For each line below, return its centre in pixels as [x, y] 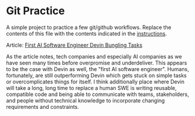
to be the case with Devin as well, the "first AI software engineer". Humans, [97, 69]
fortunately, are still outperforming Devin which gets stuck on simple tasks [97, 75]
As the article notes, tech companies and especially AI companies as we [94, 56]
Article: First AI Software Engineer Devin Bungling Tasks [74, 45]
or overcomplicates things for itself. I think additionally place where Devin [95, 82]
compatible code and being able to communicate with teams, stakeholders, [97, 94]
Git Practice [35, 11]
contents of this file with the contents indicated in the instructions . [87, 33]
